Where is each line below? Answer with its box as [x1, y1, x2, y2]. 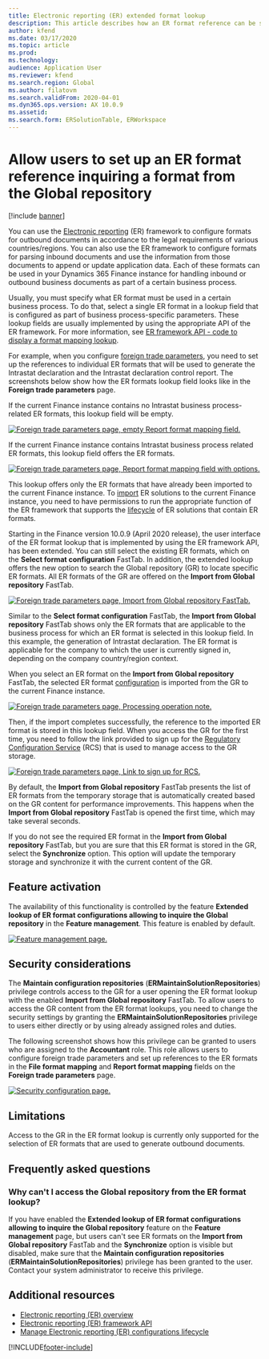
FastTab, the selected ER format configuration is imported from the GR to [8, 677, 249, 687]
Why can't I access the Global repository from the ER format [8, 1186, 247, 1197]
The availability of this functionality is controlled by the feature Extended [8, 901, 249, 911]
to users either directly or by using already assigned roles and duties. [8, 1021, 237, 1031]
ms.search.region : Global [8, 78, 94, 86]
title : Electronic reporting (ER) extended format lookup [8, 11, 206, 20]
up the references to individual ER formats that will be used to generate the [8, 359, 255, 369]
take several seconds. [8, 816, 81, 825]
